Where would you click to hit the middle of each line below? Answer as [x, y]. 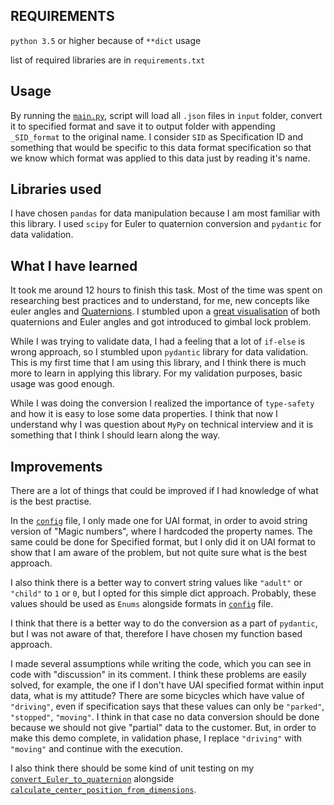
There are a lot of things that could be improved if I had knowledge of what [164, 491]
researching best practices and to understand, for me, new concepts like [160, 301]
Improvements [56, 466]
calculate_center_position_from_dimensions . [103, 790]
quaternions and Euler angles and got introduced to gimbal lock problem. [161, 322]
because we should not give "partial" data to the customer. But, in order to [163, 728]
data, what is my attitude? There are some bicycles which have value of [157, 696]
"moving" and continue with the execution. [97, 749]
